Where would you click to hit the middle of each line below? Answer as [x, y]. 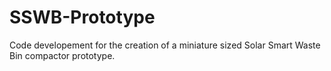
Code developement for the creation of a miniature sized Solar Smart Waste [165, 45]
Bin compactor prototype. [62, 55]
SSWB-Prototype [82, 17]
